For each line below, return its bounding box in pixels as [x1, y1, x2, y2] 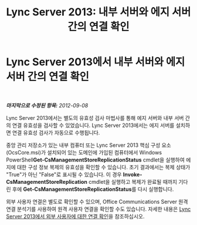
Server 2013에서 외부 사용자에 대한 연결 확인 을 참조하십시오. [6, 213, 145, 220]
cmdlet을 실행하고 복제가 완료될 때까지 [89, 178, 178, 185]
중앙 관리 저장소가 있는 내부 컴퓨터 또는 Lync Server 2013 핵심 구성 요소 [6, 142, 171, 149]
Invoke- [123, 171, 142, 178]
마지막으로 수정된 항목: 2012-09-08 [6, 102, 89, 109]
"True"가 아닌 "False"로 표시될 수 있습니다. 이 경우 [6, 171, 122, 178]
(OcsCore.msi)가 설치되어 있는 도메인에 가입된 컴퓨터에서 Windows [6, 149, 162, 156]
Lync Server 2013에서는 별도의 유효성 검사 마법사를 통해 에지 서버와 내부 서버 [6, 114, 184, 121]
